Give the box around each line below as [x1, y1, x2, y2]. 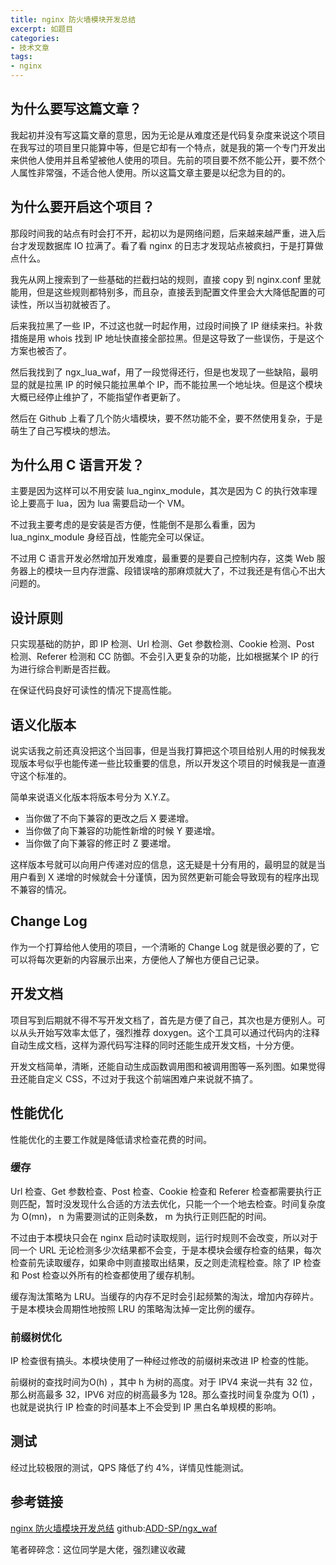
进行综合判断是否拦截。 [18, 663, 116, 675]
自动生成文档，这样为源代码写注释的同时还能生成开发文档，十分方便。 [10, 1039, 300, 1051]
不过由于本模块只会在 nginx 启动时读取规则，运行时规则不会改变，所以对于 [10, 1231, 319, 1243]
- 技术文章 [10, 42, 50, 53]
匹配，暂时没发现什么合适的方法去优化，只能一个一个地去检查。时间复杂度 [18, 1197, 326, 1210]
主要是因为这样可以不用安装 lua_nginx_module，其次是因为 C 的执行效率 [10, 485, 309, 497]
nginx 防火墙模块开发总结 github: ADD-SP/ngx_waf [10, 1522, 218, 1534]
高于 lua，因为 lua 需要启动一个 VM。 [36, 497, 191, 510]
